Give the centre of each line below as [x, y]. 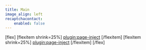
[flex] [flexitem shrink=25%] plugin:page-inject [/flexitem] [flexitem [73, 37]
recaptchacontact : [24, 19]
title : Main [17, 10]
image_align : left [24, 14]
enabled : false [29, 23]
